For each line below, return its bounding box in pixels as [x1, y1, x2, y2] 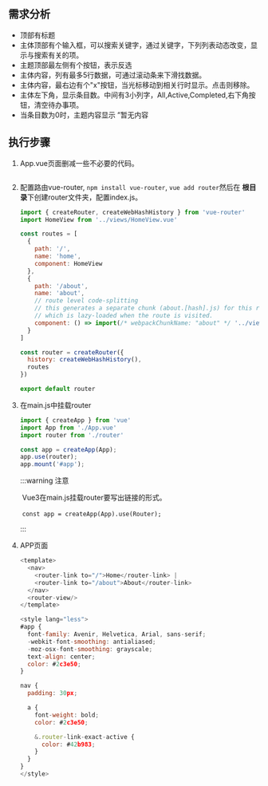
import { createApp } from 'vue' [19, 416, 132, 425]
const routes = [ [19, 230, 78, 238]
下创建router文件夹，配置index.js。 [26, 192, 142, 202]
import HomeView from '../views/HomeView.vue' [19, 215, 178, 223]
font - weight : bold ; [34, 711, 100, 719]
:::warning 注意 [19, 476, 69, 485]
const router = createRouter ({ [19, 348, 124, 357]
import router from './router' [19, 431, 124, 439]
